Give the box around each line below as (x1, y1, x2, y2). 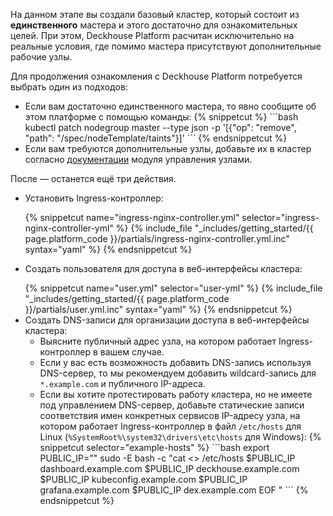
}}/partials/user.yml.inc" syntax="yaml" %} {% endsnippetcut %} (24, 304, 293, 315)
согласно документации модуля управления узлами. (24, 154, 253, 165)
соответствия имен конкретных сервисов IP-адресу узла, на (39, 410, 301, 421)
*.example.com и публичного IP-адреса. (39, 378, 207, 389)
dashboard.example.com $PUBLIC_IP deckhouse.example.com (39, 463, 300, 474)
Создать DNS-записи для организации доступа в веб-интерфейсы (24, 314, 310, 326)
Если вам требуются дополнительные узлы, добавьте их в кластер (24, 143, 312, 154)
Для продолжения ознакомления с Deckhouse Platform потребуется (10, 70, 303, 82)
